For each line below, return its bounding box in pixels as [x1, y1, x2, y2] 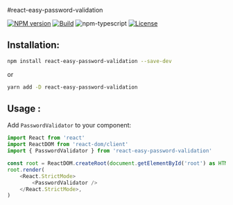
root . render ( [7, 166, 45, 173]
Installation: [7, 39, 60, 51]
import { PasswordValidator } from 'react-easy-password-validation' [7, 148, 213, 154]
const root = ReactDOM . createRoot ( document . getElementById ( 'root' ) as [7, 160, 216, 167]
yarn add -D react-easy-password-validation [7, 83, 138, 91]
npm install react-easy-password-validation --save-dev [7, 57, 172, 64]
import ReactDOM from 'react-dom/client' [7, 141, 129, 148]
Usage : [7, 102, 42, 114]
